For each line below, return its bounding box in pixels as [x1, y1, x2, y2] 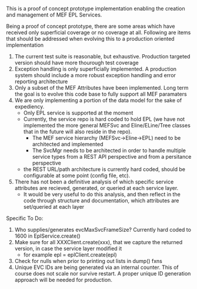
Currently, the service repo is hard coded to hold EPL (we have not [23, 116, 185, 123]
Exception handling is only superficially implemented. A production [14, 65, 177, 73]
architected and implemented [32, 141, 103, 147]
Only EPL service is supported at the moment [23, 109, 133, 116]
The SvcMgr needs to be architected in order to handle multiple [32, 147, 186, 154]
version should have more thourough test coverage [14, 59, 139, 66]
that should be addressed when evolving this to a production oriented [6, 35, 175, 42]
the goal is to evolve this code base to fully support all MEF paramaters [14, 91, 187, 97]
